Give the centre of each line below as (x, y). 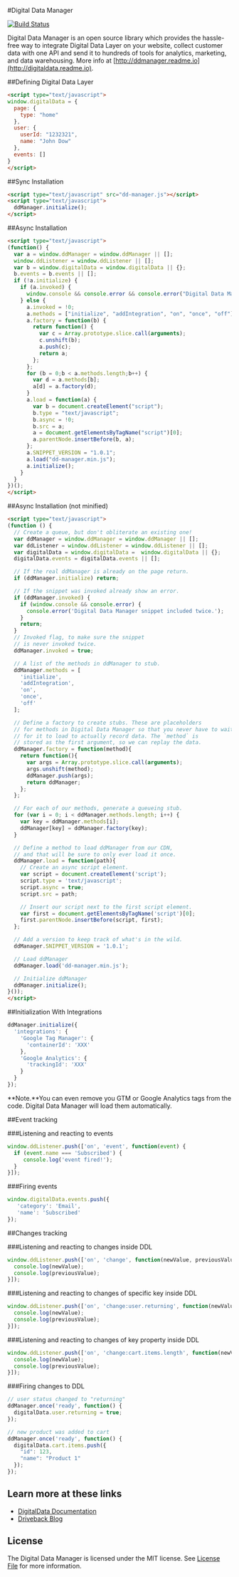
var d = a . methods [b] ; (67, 380)
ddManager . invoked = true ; (54, 651)
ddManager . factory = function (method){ (73, 749)
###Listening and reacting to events (60, 1133)
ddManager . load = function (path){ (65, 861)
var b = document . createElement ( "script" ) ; (98, 406)
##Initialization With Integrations (55, 1012)
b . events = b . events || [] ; (55, 274)
